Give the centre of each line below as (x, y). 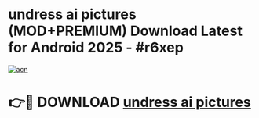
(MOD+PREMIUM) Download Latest (126, 31)
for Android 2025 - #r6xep (96, 48)
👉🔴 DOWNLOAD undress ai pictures (129, 102)
